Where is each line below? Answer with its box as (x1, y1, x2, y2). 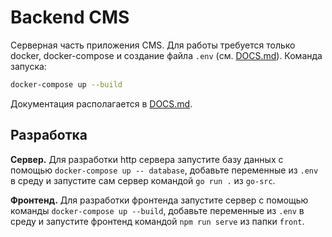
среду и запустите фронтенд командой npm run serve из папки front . (10, 215, 305, 227)
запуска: (10, 60, 47, 72)
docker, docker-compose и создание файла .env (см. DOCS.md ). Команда (10, 49, 323, 61)
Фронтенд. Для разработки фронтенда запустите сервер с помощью (10, 194, 309, 206)
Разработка (10, 127, 88, 144)
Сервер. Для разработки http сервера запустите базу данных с (10, 153, 284, 165)
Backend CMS (10, 6, 130, 29)
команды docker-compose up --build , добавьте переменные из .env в (10, 204, 305, 216)
